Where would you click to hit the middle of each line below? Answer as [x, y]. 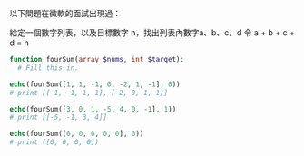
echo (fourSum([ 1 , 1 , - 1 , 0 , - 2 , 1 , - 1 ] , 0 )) [95, 84]
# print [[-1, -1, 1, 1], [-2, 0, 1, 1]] [89, 93]
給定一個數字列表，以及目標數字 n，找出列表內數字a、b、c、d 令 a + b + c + [152, 33]
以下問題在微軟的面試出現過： [65, 13]
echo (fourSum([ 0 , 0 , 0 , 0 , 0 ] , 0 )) [77, 134]
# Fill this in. [48, 68]
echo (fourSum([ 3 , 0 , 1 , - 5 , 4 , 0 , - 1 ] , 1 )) [93, 109]
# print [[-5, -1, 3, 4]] [58, 117]
